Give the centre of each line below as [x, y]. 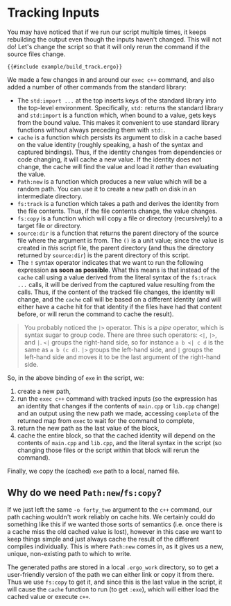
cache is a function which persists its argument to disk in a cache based [119, 137]
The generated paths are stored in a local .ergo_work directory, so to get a [113, 567]
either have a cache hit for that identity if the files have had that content [119, 306]
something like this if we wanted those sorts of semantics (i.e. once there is [115, 524]
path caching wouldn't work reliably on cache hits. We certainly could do [111, 517]
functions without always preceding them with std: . [91, 130]
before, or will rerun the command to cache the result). [95, 314]
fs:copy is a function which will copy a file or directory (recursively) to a [120, 218]
